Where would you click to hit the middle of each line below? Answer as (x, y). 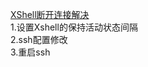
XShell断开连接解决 (50, 14)
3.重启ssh (30, 52)
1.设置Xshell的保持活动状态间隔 (74, 27)
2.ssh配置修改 (39, 39)
